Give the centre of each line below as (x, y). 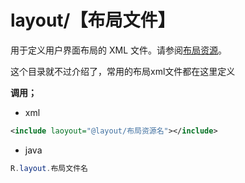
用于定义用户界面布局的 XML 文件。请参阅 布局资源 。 (118, 50)
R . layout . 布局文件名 (49, 168)
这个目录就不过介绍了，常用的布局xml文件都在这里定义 (123, 71)
